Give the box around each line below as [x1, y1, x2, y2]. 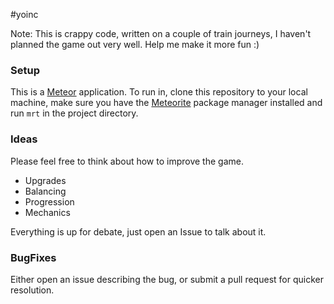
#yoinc [10, 9, 39, 20]
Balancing [24, 185, 67, 197]
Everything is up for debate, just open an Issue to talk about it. [10, 225, 267, 238]
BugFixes [10, 250, 57, 264]
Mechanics [24, 206, 71, 218]
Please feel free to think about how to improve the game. [10, 155, 244, 167]
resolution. [10, 284, 55, 296]
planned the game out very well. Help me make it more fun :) [10, 39, 260, 50]
